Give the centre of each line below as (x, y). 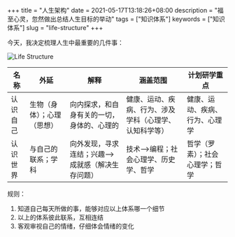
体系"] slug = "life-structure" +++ (55, 28)
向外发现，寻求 (94, 144)
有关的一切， (98, 115)
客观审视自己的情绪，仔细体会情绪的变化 (76, 226)
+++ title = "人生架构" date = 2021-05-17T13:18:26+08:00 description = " (113, 10)
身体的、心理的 (94, 125)
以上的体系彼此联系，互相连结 (60, 217)
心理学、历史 (155, 159)
